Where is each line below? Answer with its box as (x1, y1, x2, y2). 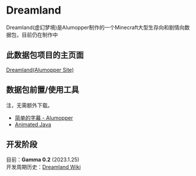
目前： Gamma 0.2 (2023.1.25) (6, 156, 80, 163)
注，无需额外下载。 (6, 102, 53, 109)
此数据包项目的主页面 (6, 50, 84, 60)
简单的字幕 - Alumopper (14, 114, 73, 121)
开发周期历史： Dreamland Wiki (6, 164, 81, 171)
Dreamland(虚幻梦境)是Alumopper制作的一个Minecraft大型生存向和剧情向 (6, 24, 185, 31)
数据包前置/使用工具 (6, 85, 80, 95)
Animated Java (14, 120, 51, 128)
